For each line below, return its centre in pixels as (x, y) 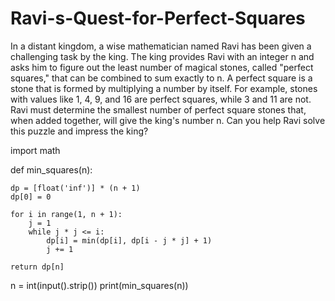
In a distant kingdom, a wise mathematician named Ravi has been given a (161, 46)
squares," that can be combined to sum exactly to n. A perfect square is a (161, 78)
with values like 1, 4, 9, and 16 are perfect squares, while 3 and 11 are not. (161, 99)
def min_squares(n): (51, 169)
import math (35, 150)
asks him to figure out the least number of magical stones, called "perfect (162, 67)
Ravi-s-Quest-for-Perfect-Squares (158, 18)
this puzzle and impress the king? (79, 131)
